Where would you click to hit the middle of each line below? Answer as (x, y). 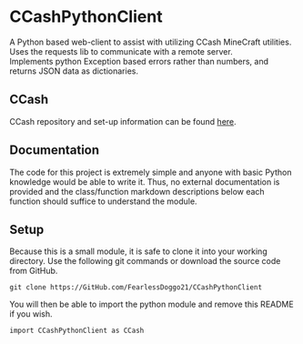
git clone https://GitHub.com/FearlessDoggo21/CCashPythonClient (136, 288)
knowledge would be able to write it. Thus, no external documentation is (145, 182)
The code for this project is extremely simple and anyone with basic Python (151, 172)
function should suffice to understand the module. (103, 201)
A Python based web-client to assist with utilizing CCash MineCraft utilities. (151, 42)
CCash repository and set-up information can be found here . (123, 121)
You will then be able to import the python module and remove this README (151, 304)
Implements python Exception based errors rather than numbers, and (139, 61)
